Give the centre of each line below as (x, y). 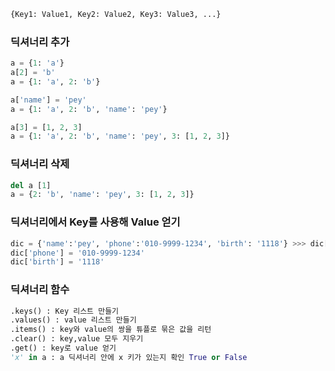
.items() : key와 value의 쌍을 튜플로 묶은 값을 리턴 (111, 330)
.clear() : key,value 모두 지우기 (77, 339)
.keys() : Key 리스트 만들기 (65, 311)
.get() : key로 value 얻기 (63, 348)
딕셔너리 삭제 (40, 164)
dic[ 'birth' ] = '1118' (57, 262)
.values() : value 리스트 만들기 (73, 320)
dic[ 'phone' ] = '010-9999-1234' (77, 253)
